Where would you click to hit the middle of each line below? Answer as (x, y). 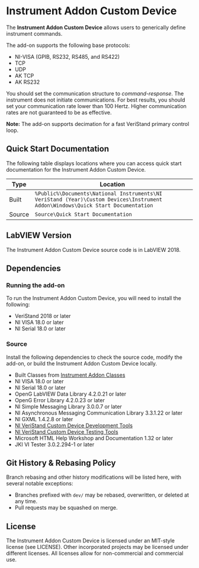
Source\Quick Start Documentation (83, 214)
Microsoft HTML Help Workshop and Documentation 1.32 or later (94, 438)
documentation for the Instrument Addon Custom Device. (76, 169)
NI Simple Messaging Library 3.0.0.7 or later (68, 406)
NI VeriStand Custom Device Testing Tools (66, 431)
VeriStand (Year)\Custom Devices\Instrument (99, 199)
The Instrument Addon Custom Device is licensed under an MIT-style (91, 541)
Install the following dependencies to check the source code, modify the (94, 357)
